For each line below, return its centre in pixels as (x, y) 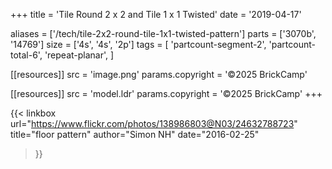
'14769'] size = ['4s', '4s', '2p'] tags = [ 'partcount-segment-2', (138, 44)
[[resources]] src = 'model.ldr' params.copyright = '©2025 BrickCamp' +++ (166, 93)
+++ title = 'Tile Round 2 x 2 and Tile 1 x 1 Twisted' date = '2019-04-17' (156, 14)
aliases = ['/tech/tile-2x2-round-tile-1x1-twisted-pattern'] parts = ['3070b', (163, 33)
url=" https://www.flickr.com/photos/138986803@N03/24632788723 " (154, 123)
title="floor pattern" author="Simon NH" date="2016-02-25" (135, 134)
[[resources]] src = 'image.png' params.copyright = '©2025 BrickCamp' (159, 74)
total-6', (26, 55)
